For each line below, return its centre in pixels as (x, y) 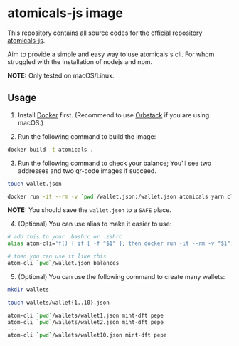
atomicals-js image (65, 13)
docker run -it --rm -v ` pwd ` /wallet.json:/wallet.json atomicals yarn (116, 196)
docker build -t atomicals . (51, 150)
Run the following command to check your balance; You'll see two (115, 163)
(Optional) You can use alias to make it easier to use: (95, 224)
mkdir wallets (28, 290)
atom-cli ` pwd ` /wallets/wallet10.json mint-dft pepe (87, 335)
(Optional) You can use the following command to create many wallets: (121, 276)
